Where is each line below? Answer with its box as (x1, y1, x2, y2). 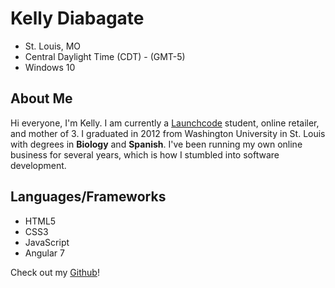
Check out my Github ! (10, 266, 100, 278)
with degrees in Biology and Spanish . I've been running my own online (10, 138, 303, 150)
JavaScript (24, 236, 70, 248)
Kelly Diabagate (10, 7, 145, 30)
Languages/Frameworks (10, 188, 167, 206)
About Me (10, 90, 73, 107)
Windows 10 (24, 61, 76, 73)
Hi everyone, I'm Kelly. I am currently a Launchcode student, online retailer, (10, 117, 320, 129)
